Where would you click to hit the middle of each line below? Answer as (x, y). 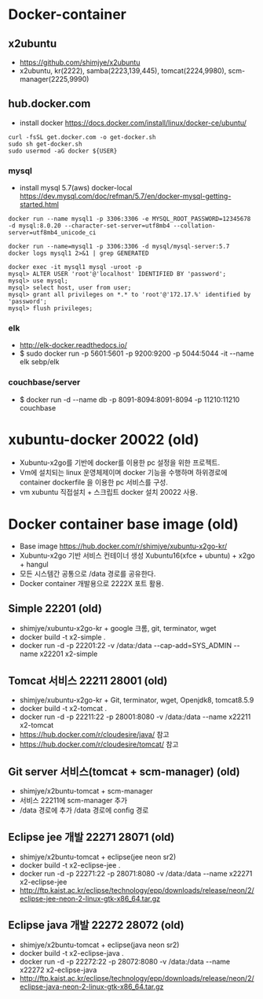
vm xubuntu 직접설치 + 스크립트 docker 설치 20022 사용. (109, 492)
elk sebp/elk (39, 362)
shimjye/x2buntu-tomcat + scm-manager (86, 791)
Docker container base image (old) (124, 524)
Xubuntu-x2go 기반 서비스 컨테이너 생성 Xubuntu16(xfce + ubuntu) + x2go (137, 555)
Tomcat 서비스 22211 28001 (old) (88, 681)
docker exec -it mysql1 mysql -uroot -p (75, 267)
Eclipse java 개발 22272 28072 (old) (96, 925)
